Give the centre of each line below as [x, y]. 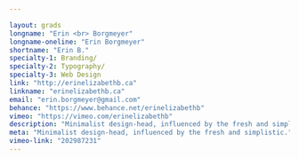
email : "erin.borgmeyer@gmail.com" [75, 99]
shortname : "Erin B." [49, 50]
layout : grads [36, 25]
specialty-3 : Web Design [55, 75]
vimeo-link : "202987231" [55, 141]
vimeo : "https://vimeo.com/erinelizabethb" [91, 116]
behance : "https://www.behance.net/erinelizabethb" [107, 107]
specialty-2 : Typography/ [57, 67]
